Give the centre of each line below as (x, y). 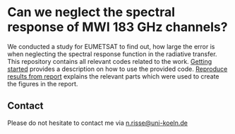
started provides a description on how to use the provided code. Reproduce (117, 69)
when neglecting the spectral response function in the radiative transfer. (112, 54)
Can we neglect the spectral (91, 12)
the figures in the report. (43, 83)
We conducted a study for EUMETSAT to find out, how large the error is (111, 46)
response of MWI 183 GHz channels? (117, 27)
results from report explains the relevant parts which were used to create (114, 76)
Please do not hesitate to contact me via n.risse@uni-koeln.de (98, 123)
